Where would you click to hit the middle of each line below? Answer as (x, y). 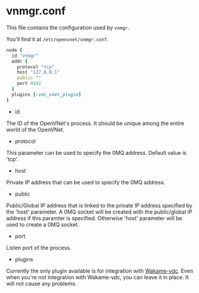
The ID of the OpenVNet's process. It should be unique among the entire (95, 123)
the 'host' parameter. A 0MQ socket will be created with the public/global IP (99, 212)
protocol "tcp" (36, 67)
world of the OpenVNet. (35, 129)
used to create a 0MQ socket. (43, 224)
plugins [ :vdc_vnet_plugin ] (47, 94)
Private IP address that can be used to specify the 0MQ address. (86, 182)
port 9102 (29, 84)
